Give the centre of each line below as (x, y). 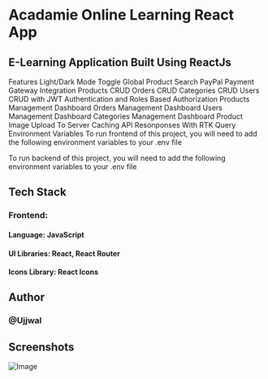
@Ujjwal (25, 320)
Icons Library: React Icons (54, 272)
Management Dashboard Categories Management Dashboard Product (126, 116)
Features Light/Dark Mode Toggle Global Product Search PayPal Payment (131, 82)
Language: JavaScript (46, 234)
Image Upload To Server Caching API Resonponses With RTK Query (122, 125)
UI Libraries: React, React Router (64, 253)
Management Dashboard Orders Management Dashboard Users (116, 108)
